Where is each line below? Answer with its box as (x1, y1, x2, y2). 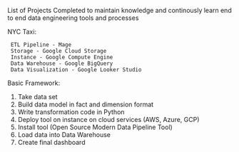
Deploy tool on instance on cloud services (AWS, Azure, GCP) (17, 116, 200, 123)
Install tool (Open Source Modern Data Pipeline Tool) (17, 123, 173, 131)
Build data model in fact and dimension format (17, 100, 154, 108)
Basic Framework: (7, 78, 61, 87)
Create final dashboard (17, 138, 86, 146)
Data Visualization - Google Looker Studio (10, 66, 142, 74)
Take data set (17, 93, 59, 101)
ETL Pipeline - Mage (10, 41, 72, 49)
